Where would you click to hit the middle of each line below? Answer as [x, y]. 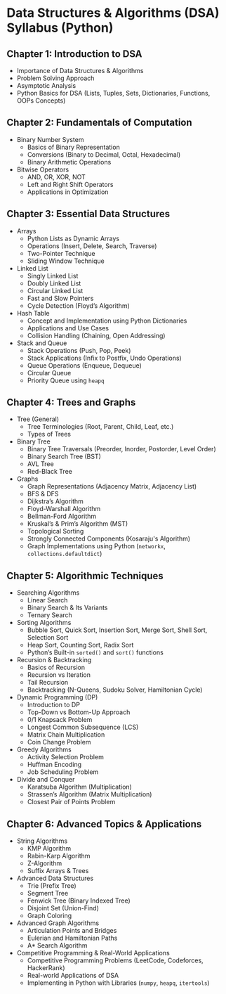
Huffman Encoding [54, 765]
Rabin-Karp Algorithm [59, 856]
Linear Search [47, 600]
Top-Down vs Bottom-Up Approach [79, 712]
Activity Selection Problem [66, 757]
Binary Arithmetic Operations [69, 162]
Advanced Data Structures [55, 878]
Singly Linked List [53, 276]
